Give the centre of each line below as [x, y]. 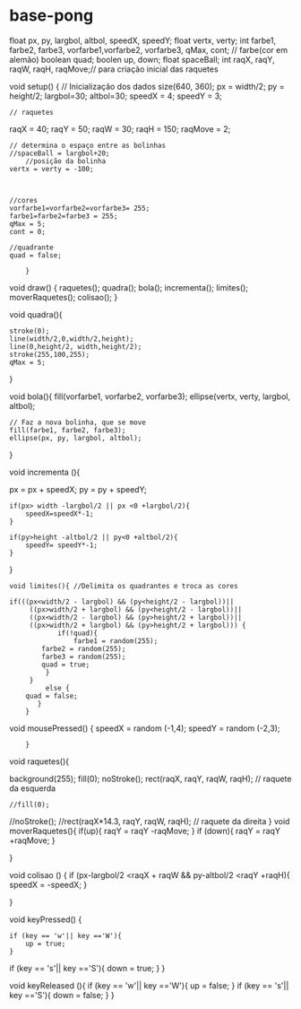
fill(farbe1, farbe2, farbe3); [68, 430]
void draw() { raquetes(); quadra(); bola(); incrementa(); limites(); [129, 287]
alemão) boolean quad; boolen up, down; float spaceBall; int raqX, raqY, [142, 59]
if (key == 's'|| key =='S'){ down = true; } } [87, 968]
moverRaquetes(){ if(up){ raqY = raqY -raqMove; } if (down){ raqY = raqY [145, 831]
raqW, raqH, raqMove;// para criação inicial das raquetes [114, 69]
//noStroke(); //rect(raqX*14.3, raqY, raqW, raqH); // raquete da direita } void [150, 821]
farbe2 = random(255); [84, 648]
